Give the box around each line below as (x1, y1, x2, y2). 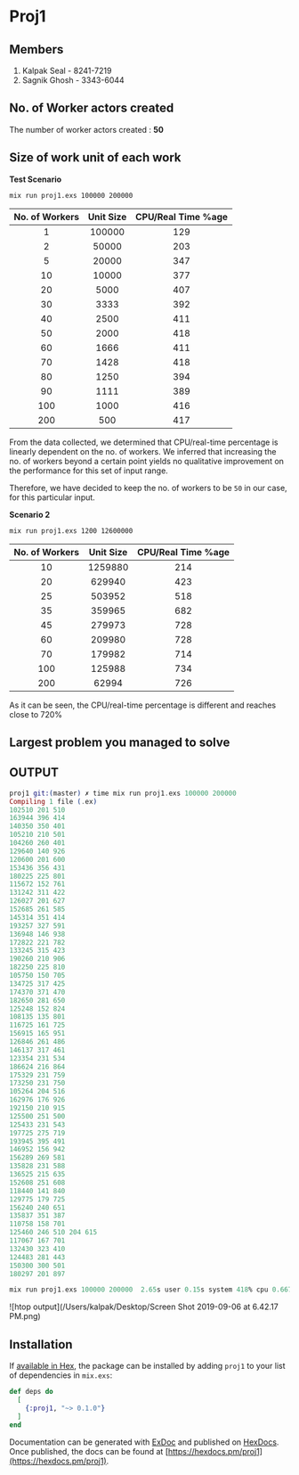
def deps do (9, 1388, 53, 1397)
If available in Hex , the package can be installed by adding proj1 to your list (9, 1361, 287, 1372)
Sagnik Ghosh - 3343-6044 (21, 75, 125, 86)
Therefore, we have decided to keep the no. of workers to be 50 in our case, (9, 482, 287, 493)
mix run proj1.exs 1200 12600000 (9, 526, 133, 536)
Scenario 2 (9, 509, 51, 520)
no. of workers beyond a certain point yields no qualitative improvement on (9, 455, 285, 466)
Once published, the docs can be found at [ (9, 1446, 169, 1456)
